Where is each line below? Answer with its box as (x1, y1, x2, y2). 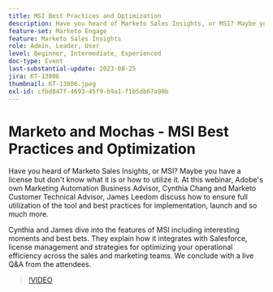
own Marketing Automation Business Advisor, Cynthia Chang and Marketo (8, 183, 257, 193)
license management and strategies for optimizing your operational (8, 243, 233, 252)
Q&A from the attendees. (8, 260, 92, 269)
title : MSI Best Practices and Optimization (8, 11, 162, 20)
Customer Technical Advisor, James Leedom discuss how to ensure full (8, 192, 248, 202)
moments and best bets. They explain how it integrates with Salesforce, (8, 234, 248, 243)
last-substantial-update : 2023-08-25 (8, 65, 136, 73)
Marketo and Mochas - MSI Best (8, 122, 229, 140)
